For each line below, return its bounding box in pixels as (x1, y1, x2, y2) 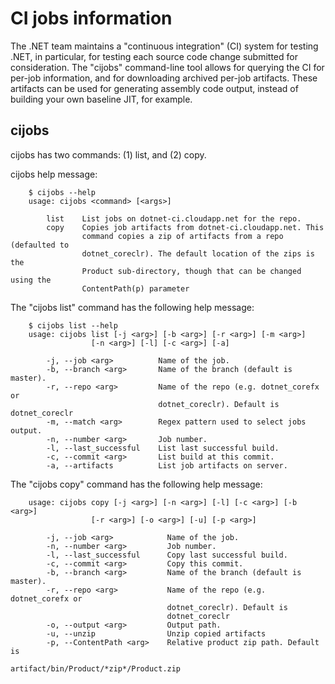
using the (10, 275, 52, 285)
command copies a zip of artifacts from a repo (81, 231, 284, 241)
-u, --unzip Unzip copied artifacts (46, 628, 267, 639)
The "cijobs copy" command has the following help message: (10, 478, 263, 490)
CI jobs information (10, 7, 173, 30)
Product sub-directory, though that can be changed (81, 266, 302, 276)
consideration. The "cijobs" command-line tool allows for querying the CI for (10, 61, 325, 73)
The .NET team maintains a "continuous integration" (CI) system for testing (10, 40, 319, 52)
